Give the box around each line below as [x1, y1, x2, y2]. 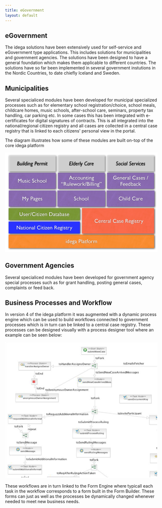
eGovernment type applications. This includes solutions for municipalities [5, 49, 151, 55]
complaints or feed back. [5, 284, 55, 291]
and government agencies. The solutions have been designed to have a [5, 55, 147, 61]
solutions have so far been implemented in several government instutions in [5, 65, 156, 71]
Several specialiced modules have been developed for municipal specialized [5, 97, 157, 103]
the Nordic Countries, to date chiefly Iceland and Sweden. [5, 70, 120, 76]
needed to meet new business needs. [5, 498, 80, 504]
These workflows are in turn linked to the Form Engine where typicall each [5, 483, 153, 489]
